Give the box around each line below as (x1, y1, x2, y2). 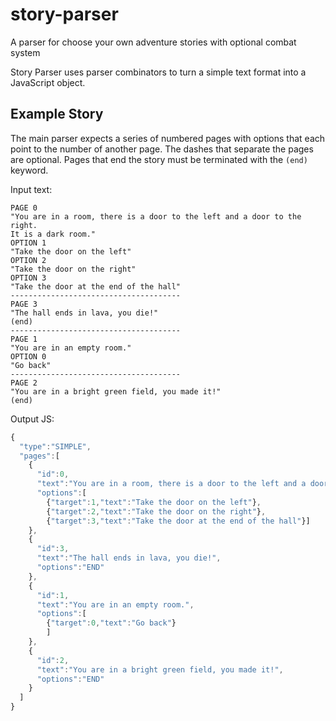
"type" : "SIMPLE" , (19, 441, 92, 452)
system (10, 46, 41, 58)
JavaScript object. (10, 76, 86, 88)
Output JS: (10, 413, 55, 425)
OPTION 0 (10, 351, 47, 362)
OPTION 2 (10, 255, 47, 265)
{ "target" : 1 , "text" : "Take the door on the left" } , (46, 497, 262, 507)
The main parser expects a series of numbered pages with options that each (10, 132, 326, 144)
